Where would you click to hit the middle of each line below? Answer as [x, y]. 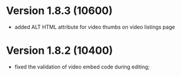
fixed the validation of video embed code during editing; [82, 67]
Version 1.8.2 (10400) [60, 51]
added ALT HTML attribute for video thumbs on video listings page [95, 27]
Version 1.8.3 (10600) [59, 11]
